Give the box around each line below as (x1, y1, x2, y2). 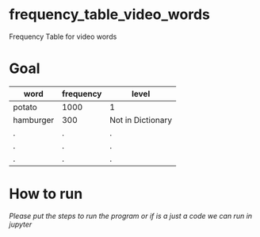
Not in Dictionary (109, 114, 173, 125)
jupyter (9, 220, 32, 229)
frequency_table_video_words (9, 6, 211, 24)
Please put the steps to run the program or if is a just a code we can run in (9, 211, 253, 220)
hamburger (13, 114, 55, 125)
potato (13, 101, 38, 113)
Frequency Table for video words (9, 32, 117, 41)
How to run (9, 185, 83, 203)
